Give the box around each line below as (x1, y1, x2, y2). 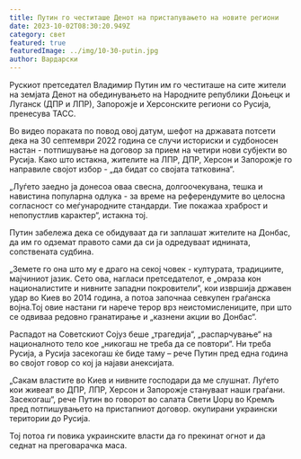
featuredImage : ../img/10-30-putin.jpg (9, 47, 159, 56)
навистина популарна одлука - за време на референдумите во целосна (9, 190, 286, 201)
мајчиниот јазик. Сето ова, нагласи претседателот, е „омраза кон (9, 273, 261, 284)
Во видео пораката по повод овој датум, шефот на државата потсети (9, 126, 276, 136)
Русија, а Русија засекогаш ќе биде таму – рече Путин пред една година (9, 348, 289, 358)
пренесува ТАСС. (9, 109, 76, 119)
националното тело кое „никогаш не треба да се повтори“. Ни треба (9, 339, 271, 349)
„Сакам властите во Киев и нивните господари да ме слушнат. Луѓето (9, 375, 279, 385)
